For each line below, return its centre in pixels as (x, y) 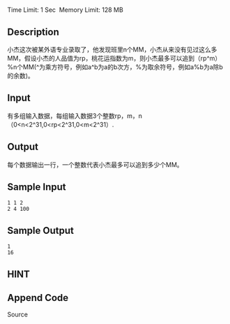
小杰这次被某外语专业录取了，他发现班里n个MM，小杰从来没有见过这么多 (112, 50)
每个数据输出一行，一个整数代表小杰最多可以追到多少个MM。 (95, 164)
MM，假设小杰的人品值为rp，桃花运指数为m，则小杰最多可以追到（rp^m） (114, 58)
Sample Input (37, 187)
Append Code (38, 298)
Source (17, 315)
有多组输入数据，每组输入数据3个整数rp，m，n (75, 116)
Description (33, 32)
